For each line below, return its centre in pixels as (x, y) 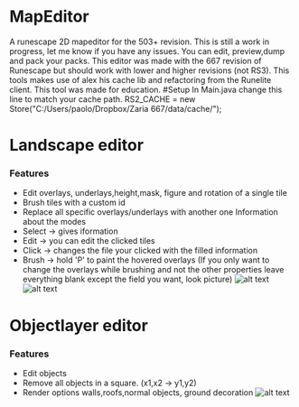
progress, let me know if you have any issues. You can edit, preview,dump (147, 51)
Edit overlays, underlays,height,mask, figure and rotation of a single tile (154, 193)
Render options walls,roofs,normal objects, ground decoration (138, 392)
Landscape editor (77, 145)
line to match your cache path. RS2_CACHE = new (103, 99)
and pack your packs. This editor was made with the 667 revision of (135, 60)
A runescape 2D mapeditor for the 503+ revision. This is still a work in (140, 42)
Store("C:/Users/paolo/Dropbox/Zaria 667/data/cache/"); (116, 108)
